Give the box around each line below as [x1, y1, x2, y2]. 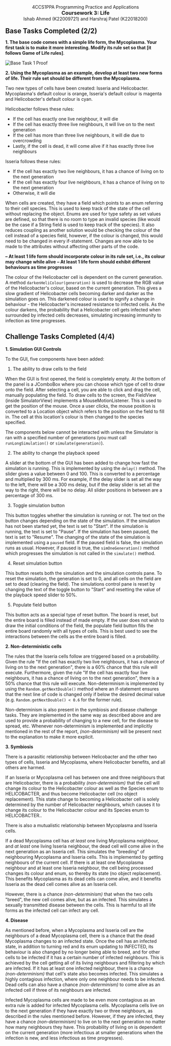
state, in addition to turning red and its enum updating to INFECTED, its [5, 943, 154, 949]
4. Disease [5, 917, 28, 923]
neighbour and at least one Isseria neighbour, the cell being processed [5, 864, 154, 871]
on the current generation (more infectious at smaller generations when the [5, 1029, 163, 1035]
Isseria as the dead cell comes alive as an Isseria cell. [5, 881, 118, 887]
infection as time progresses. [5, 318, 66, 323]
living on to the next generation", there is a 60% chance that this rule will [5, 664, 158, 670]
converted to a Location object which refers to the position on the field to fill [5, 408, 164, 414]
